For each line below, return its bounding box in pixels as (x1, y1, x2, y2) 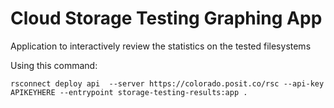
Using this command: (10, 59, 98, 71)
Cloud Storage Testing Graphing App (10, 7, 323, 30)
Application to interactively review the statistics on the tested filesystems (10, 40, 312, 52)
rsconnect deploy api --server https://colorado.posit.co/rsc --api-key (10, 78, 325, 89)
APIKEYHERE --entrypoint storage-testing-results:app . (10, 87, 248, 97)
